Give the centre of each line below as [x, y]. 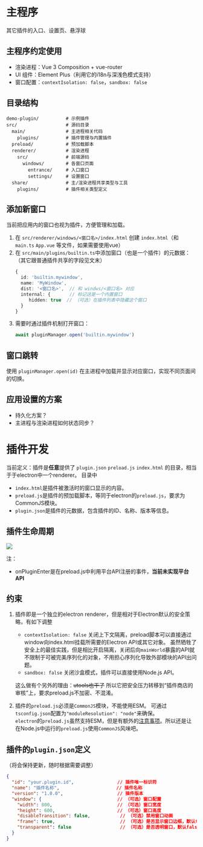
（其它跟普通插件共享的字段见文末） [60, 260]
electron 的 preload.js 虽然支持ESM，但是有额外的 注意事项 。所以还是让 [103, 721]
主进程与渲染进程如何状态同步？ [55, 423]
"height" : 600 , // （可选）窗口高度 [89, 810]
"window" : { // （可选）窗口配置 [87, 799]
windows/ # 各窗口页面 [58, 163]
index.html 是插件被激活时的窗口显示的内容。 [71, 488]
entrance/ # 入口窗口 [59, 170]
